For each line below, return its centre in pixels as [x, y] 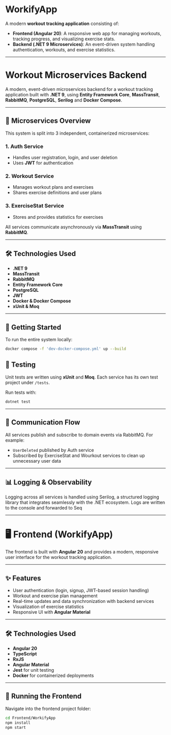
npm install [18, 723]
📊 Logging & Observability [49, 482]
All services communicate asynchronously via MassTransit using [74, 227]
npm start [16, 727]
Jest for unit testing [33, 670]
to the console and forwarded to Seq [44, 508]
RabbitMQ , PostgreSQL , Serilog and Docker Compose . [64, 100]
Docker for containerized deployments [53, 675]
